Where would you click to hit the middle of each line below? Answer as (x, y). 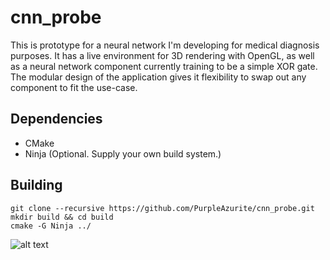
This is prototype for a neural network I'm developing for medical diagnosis (165, 45)
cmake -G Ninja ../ (51, 226)
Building (36, 185)
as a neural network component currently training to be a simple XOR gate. (164, 66)
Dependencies (56, 119)
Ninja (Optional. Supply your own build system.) (123, 153)
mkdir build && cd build (62, 217)
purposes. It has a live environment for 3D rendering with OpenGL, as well (162, 55)
